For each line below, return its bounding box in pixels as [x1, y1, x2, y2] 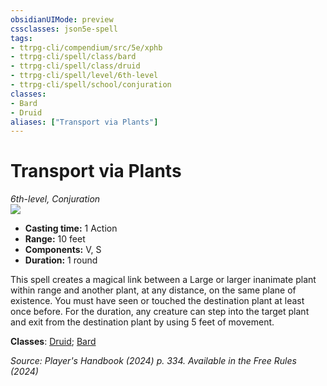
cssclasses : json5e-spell [10, 24, 118, 34]
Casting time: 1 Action [24, 222, 118, 235]
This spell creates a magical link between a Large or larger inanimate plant [10, 274, 317, 286]
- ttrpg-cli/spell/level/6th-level [10, 71, 159, 81]
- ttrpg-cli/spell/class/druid [10, 61, 141, 71]
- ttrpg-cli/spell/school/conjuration [10, 80, 172, 90]
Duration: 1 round [24, 254, 98, 266]
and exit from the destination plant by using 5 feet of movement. [10, 316, 275, 328]
